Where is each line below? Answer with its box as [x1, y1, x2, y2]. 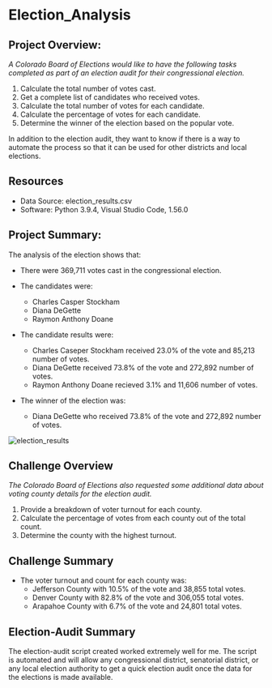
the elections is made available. [8, 673, 113, 682]
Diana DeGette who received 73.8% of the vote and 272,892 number [32, 411, 261, 421]
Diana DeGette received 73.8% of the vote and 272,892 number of [32, 362, 254, 372]
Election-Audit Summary [8, 625, 136, 639]
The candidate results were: [19, 330, 114, 340]
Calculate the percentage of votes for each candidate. [19, 109, 201, 119]
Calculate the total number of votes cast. [19, 83, 156, 93]
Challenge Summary [8, 553, 114, 568]
